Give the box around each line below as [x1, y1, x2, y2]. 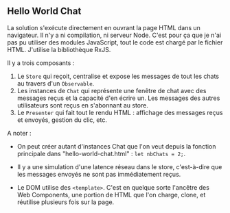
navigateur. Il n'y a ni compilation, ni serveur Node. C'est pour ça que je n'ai [7, 31, 222, 39]
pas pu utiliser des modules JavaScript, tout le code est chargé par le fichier [7, 38, 223, 47]
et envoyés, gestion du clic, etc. [16, 116, 108, 124]
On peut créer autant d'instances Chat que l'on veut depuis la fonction [16, 142, 216, 150]
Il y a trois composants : [7, 58, 75, 67]
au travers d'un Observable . [16, 79, 95, 88]
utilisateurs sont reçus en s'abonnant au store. [16, 101, 149, 109]
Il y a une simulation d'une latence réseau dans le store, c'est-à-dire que [16, 162, 222, 171]
